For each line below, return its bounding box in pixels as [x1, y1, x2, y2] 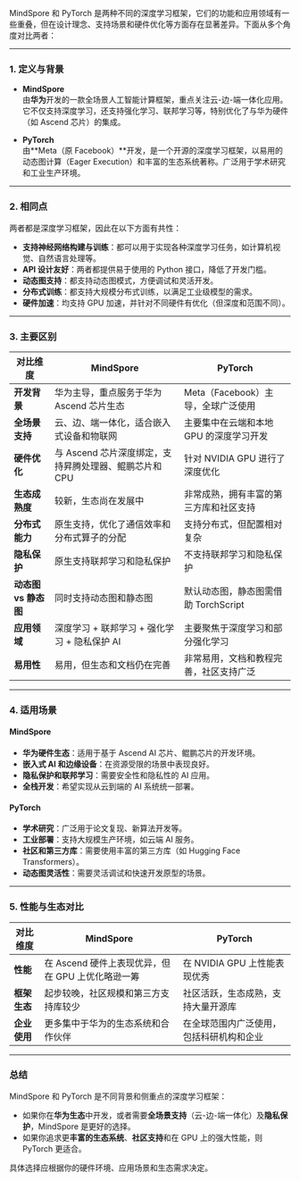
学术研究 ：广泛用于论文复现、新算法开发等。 [21, 823, 187, 833]
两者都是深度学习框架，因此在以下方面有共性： [9, 222, 181, 233]
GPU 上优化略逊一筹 [54, 970, 140, 983]
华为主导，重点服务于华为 [54, 386, 162, 398]
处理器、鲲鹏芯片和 [81, 459, 162, 472]
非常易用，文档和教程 [183, 651, 274, 664]
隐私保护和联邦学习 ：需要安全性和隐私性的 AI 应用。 [21, 770, 215, 781]
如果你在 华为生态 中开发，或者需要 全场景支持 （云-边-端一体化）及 [21, 1110, 265, 1120]
